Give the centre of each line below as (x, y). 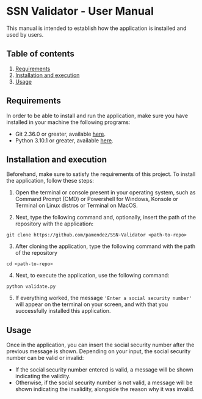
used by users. (25, 34)
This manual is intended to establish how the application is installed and (96, 28)
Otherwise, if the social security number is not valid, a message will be (104, 383)
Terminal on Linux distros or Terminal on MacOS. (77, 205)
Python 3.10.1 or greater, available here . (64, 140)
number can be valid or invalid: (45, 358)
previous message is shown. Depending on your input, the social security (99, 351)
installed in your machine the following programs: (68, 122)
